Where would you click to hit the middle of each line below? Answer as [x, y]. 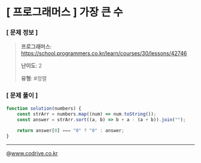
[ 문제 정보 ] [22, 32]
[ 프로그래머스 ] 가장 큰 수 [65, 12]
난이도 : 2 [31, 66]
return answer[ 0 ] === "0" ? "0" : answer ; [71, 131]
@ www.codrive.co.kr [32, 153]
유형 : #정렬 [34, 79]
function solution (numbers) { [44, 108]
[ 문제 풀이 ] [22, 95]
